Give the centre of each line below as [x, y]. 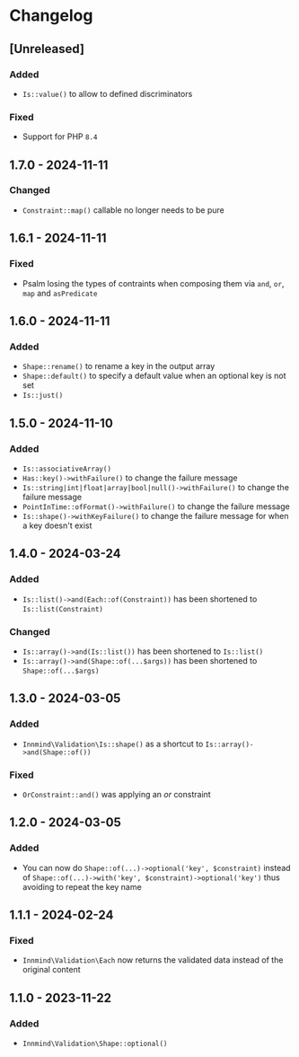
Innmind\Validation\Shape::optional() [95, 1044]
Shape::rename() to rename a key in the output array [119, 366]
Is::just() [43, 396]
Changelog [51, 16]
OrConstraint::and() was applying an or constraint [116, 794]
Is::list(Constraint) [62, 609]
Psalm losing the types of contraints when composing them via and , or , [153, 283]
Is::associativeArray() [67, 469]
